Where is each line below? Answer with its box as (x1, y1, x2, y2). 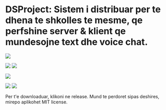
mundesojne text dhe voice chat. (5, 36, 148, 48)
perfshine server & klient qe (5, 26, 126, 37)
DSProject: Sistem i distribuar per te (5, 4, 161, 15)
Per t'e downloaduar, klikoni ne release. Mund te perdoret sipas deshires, (5, 93, 160, 99)
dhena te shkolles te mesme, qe (5, 14, 143, 26)
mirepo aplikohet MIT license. (5, 99, 68, 105)
